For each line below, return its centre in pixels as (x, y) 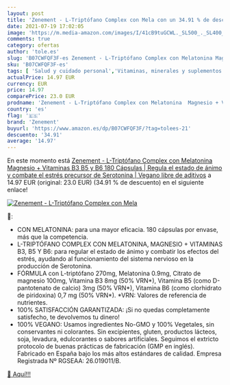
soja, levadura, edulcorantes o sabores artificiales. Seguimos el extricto (118, 339)
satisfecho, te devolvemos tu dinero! (68, 317)
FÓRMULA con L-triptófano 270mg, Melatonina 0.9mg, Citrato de (109, 273)
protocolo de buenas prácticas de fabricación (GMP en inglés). (106, 347)
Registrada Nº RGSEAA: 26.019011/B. (69, 361)
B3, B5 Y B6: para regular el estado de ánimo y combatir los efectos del (118, 252)
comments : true (29, 39)
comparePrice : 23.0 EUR (41, 97)
